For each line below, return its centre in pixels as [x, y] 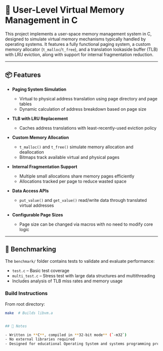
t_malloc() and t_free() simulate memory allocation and [76, 147]
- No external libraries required [40, 339]
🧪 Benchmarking [31, 249]
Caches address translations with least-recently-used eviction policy [88, 128]
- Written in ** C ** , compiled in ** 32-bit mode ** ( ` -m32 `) [66, 335]
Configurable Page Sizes [37, 214]
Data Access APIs [30, 191]
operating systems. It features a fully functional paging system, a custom [78, 44]
